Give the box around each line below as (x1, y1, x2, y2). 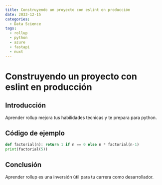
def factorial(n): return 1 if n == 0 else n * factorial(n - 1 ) (5, 142, 140, 147)
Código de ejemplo (5, 128, 65, 137)
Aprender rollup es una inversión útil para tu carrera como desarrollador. (5, 173, 154, 180)
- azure (9, 40, 26, 45)
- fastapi (9, 44, 30, 49)
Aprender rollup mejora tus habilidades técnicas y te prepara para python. (5, 114, 157, 120)
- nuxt (9, 49, 23, 54)
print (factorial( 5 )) (5, 147, 48, 152)
